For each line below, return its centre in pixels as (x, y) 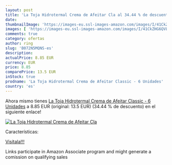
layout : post (19, 10)
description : (19, 53)
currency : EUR (20, 63)
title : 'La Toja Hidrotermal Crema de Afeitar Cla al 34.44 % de (76, 15)
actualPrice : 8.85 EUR (29, 58)
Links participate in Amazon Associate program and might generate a (78, 151)
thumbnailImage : (23, 24)
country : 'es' (20, 86)
